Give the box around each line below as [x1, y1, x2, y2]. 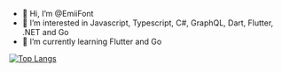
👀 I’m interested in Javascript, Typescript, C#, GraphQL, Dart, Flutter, [21, 18, 274, 28]
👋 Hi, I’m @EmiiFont [21, 9, 94, 18]
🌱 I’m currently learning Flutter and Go [21, 36, 162, 47]
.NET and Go [21, 27, 69, 37]
